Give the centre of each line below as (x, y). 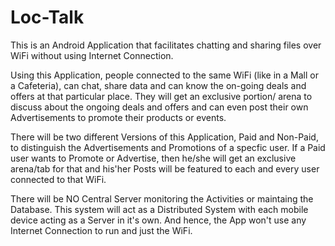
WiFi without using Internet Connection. (92, 55)
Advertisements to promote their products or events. (118, 117)
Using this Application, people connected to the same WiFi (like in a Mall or (164, 75)
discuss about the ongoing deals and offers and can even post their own (159, 107)
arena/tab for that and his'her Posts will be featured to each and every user (165, 168)
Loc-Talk (47, 17)
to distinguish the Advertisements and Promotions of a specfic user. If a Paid (168, 147)
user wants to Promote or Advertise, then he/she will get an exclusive (153, 158)
